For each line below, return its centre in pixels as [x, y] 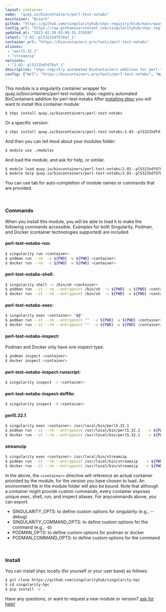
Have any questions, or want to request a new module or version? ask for [80, 599]
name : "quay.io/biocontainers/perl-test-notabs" [57, 14]
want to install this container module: [43, 104]
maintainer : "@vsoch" [27, 19]
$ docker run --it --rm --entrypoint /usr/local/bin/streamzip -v [77, 466]
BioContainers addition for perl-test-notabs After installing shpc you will [78, 99]
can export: [17, 501]
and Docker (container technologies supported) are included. [67, 232]
